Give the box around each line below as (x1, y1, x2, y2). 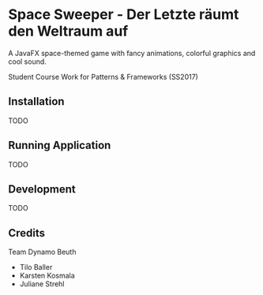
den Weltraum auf (8, 22, 129, 40)
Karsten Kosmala (19, 271, 75, 281)
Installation (8, 95, 65, 108)
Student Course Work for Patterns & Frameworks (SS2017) (8, 72, 199, 81)
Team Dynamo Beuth (8, 247, 77, 257)
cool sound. (8, 57, 47, 66)
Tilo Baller (19, 263, 53, 272)
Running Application (8, 139, 111, 152)
